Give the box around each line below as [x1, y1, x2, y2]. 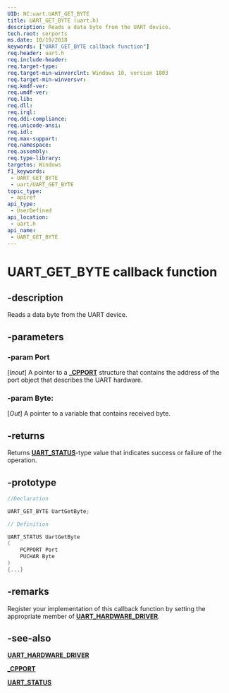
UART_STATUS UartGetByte [7, 534, 80, 541]
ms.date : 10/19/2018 [7, 37, 68, 44]
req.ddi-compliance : [7, 115, 68, 122]
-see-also [7, 632, 51, 644]
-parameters [7, 331, 64, 343]
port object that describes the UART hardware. [7, 375, 143, 385]
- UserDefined [10, 207, 52, 215]
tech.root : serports [7, 30, 68, 37]
